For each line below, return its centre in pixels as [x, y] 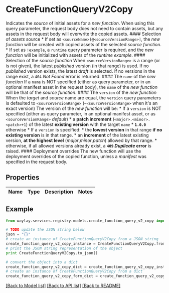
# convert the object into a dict [42, 262]
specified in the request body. [37, 162]
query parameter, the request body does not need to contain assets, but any [84, 28]
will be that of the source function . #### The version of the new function [81, 92]
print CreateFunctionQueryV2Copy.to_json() [52, 253]
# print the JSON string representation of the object [64, 248]
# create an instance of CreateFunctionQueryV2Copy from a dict [74, 271]
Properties [23, 177]
